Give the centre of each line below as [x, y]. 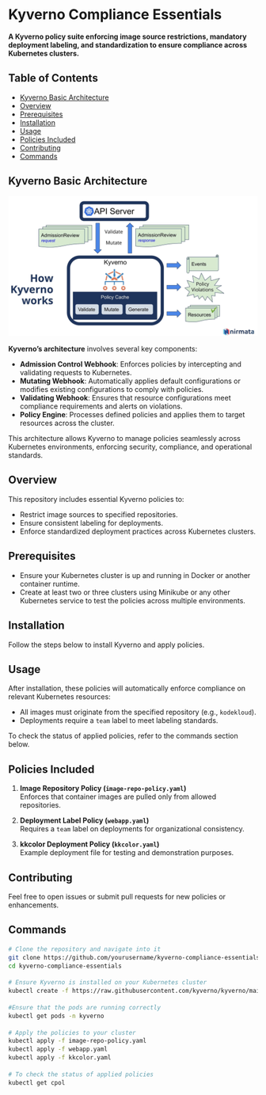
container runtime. [50, 584]
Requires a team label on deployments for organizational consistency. [132, 829]
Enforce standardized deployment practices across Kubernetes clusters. [137, 531]
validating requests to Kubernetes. [76, 373]
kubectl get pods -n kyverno [56, 1016]
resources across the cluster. [67, 423]
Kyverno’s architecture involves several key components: [103, 349]
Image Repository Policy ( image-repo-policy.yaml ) [103, 789]
